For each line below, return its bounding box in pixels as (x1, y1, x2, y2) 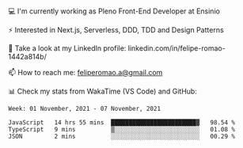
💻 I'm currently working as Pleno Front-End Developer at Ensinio (8, 6, 220, 16)
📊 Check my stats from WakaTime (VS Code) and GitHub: (8, 86, 198, 96)
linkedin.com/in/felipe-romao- (127, 44, 226, 53)
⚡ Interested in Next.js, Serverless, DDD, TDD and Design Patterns (8, 25, 224, 34)
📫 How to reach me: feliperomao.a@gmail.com (8, 68, 163, 77)
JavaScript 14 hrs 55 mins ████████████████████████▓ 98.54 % (8, 119, 236, 127)
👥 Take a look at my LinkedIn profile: (8, 44, 127, 53)
